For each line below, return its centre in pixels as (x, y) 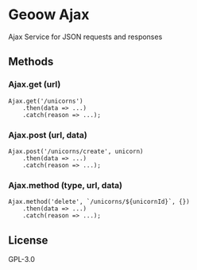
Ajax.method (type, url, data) (66, 185)
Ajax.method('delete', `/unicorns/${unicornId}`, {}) (99, 202)
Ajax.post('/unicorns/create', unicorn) (76, 151)
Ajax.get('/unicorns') (46, 101)
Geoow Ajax (49, 15)
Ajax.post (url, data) (48, 135)
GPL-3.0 (22, 260)
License (28, 240)
